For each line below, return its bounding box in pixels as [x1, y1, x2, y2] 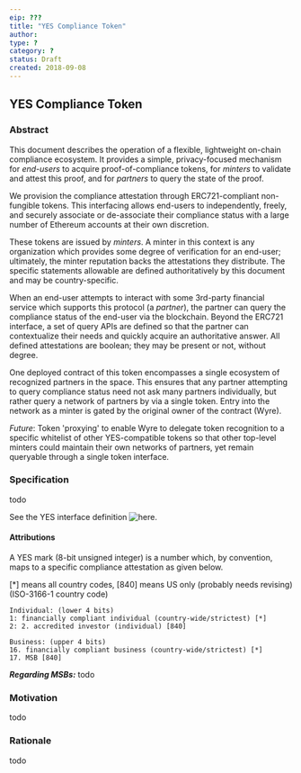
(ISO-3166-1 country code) [9, 589, 109, 599]
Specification [9, 473, 69, 486]
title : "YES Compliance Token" [9, 22, 127, 31]
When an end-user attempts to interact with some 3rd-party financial [9, 292, 265, 302]
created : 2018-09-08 [9, 64, 87, 73]
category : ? [9, 47, 54, 56]
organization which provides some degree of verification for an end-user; [9, 246, 281, 256]
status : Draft [9, 55, 63, 64]
